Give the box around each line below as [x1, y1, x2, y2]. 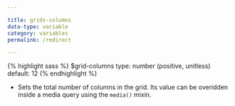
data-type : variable [7, 23, 69, 30]
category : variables [7, 30, 69, 37]
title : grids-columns [7, 16, 72, 23]
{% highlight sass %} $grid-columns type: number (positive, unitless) [7, 61, 211, 71]
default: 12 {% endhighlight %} [7, 69, 98, 78]
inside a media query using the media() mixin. [17, 90, 152, 99]
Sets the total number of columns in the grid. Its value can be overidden [17, 83, 229, 92]
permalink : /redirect [7, 36, 72, 43]
